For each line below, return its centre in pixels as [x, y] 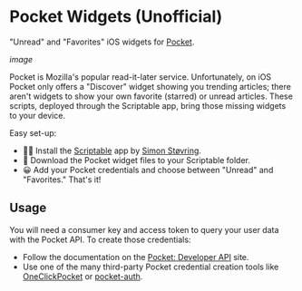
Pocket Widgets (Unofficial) [116, 17]
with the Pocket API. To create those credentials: [100, 239]
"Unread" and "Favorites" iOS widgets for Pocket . [102, 42]
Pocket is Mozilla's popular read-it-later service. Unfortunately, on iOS [141, 77]
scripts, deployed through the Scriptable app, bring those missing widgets [148, 105]
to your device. [38, 115]
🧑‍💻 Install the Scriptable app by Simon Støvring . [112, 150]
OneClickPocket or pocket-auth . [83, 276]
